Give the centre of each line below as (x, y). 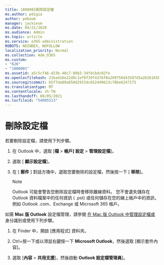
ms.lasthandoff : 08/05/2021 (34, 96)
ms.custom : (16, 60)
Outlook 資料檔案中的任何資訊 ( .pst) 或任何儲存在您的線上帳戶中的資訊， (85, 198)
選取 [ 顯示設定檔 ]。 (32, 161)
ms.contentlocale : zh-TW (30, 91)
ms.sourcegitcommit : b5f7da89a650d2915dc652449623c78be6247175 (71, 82)
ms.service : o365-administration (39, 42)
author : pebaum (20, 19)
